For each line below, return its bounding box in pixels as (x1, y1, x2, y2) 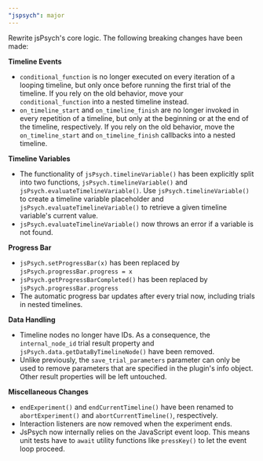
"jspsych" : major (8, 11, 65, 20)
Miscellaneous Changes (8, 386, 89, 397)
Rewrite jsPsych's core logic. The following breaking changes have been (8, 33, 243, 42)
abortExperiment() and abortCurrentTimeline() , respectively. (19, 410, 218, 420)
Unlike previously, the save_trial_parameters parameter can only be (19, 355, 241, 364)
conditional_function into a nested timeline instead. (19, 97, 189, 106)
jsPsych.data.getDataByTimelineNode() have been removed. (19, 346, 215, 356)
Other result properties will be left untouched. (19, 371, 167, 381)
